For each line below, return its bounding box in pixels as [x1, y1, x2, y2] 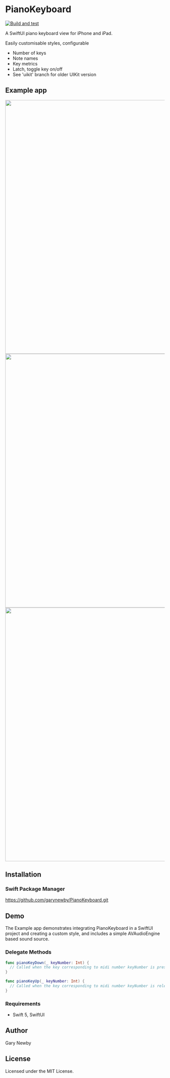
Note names [12, 55, 38, 61]
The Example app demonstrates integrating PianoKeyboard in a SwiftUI [5, 925, 153, 931]
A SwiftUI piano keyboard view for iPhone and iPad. [5, 30, 113, 36]
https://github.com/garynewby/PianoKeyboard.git [5, 897, 109, 903]
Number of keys [12, 50, 47, 56]
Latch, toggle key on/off [12, 66, 63, 72]
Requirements [5, 1000, 41, 1007]
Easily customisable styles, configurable [5, 40, 90, 46]
